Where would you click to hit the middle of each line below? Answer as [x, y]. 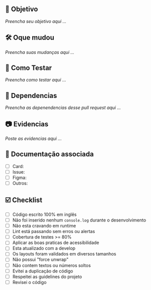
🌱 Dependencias [31, 95]
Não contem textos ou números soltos [52, 265]
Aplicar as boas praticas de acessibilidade [56, 242]
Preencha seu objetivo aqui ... [36, 21]
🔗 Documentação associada [49, 154]
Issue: [18, 172]
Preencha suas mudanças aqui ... [40, 52]
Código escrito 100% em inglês [45, 214]
